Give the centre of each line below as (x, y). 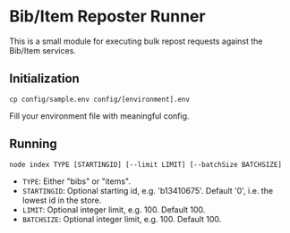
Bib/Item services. (43, 50)
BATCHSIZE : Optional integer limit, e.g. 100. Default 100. (122, 219)
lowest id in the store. (62, 200)
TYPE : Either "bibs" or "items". (77, 181)
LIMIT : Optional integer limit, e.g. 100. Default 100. (114, 209)
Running (34, 144)
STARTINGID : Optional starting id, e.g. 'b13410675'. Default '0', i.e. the (148, 190)
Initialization (45, 79)
